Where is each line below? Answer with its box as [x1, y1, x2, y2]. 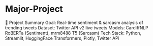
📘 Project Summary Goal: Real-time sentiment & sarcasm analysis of [5, 20, 144, 25]
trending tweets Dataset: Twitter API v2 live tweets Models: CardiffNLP [5, 24, 149, 30]
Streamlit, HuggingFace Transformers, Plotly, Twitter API [5, 35, 120, 41]
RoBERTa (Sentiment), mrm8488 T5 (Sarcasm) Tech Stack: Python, [5, 30, 142, 36]
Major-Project [5, 3, 63, 15]
